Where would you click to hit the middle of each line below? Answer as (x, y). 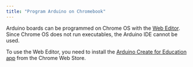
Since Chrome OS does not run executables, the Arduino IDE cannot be (92, 34)
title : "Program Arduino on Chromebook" (56, 11)
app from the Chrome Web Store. (46, 58)
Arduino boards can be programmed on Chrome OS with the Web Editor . (93, 28)
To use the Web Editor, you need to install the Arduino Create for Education (96, 52)
